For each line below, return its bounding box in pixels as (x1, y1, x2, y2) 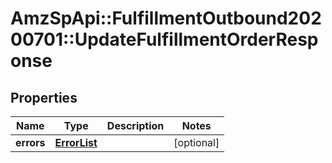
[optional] (173, 136, 220, 149)
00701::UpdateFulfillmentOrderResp (10, 28, 319, 51)
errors (15, 136, 46, 149)
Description (106, 119, 165, 132)
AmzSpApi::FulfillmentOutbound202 (10, 7, 322, 30)
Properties (10, 89, 78, 106)
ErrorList (54, 136, 98, 149)
